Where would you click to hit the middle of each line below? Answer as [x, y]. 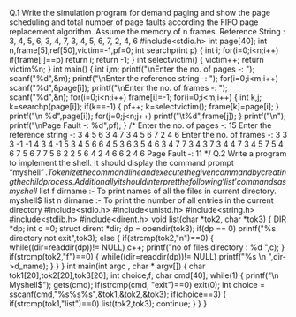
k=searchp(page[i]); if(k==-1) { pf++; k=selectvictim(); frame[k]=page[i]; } [144, 106]
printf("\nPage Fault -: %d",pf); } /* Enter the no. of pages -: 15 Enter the [140, 125]
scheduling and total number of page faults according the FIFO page [134, 22]
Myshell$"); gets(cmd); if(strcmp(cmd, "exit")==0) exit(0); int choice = [137, 285]
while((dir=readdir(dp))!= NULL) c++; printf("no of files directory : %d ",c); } [147, 247]
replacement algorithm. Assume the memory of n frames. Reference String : [147, 31]
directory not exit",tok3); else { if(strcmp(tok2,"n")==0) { [112, 238]
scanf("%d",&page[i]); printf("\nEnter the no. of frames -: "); [118, 88]
